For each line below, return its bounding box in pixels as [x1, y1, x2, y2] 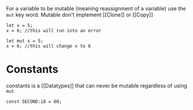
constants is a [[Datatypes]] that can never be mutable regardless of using [6, 82, 188, 89]
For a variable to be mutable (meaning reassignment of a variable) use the [6, 5, 186, 12]
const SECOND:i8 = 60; [6, 98, 62, 105]
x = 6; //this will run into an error [6, 28, 102, 34]
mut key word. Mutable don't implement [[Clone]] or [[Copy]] [6, 11, 153, 18]
